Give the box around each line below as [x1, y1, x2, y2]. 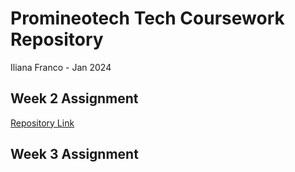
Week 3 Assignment [10, 146, 139, 163]
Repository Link [10, 117, 75, 129]
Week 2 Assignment [10, 90, 139, 107]
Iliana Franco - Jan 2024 [10, 61, 112, 73]
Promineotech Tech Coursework [10, 7, 285, 30]
